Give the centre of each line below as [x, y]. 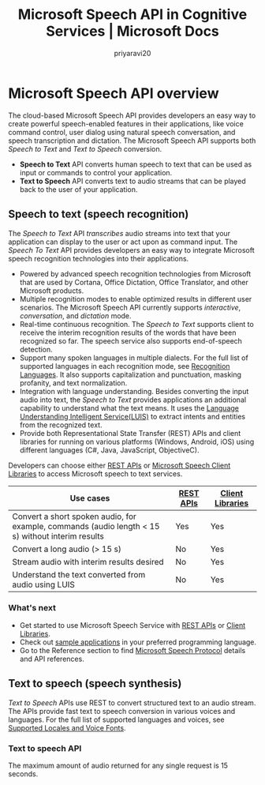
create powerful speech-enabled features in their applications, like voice [126, 123]
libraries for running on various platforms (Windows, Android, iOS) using [137, 441]
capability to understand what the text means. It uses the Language [129, 408]
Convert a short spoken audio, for [74, 516]
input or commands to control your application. [96, 172]
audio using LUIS [43, 584]
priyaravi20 [132, 53]
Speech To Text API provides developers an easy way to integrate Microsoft [131, 250]
